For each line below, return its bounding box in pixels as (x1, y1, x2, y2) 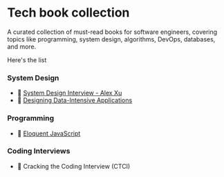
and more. (7, 42, 37, 50)
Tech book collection (7, 5, 130, 21)
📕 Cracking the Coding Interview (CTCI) (17, 162, 131, 170)
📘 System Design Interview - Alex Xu (17, 88, 122, 97)
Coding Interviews (7, 147, 71, 156)
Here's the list (7, 55, 47, 64)
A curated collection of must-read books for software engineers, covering (7, 28, 218, 36)
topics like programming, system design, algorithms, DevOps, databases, (7, 35, 216, 43)
